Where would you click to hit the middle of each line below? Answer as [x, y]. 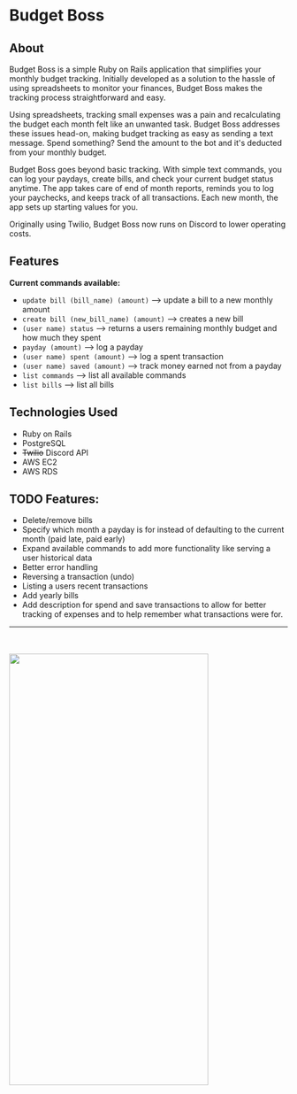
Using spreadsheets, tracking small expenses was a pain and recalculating [145, 115]
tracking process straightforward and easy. [88, 97]
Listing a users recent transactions [85, 586]
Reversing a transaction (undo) [78, 577]
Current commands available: [65, 282]
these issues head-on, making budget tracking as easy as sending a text [141, 133]
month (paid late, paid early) [73, 539]
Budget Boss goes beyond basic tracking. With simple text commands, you [146, 169]
